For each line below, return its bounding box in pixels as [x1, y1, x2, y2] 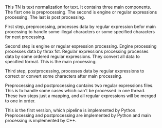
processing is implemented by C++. [5, 118, 77, 123]
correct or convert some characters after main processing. [5, 73, 123, 79]
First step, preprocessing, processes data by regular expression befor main [5, 24, 156, 29]
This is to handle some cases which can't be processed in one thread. [5, 88, 145, 93]
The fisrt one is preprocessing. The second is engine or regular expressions [5, 9, 157, 15]
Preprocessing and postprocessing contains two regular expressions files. [5, 83, 154, 88]
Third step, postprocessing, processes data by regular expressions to [5, 68, 144, 74]
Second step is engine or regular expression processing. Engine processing [5, 43, 157, 49]
